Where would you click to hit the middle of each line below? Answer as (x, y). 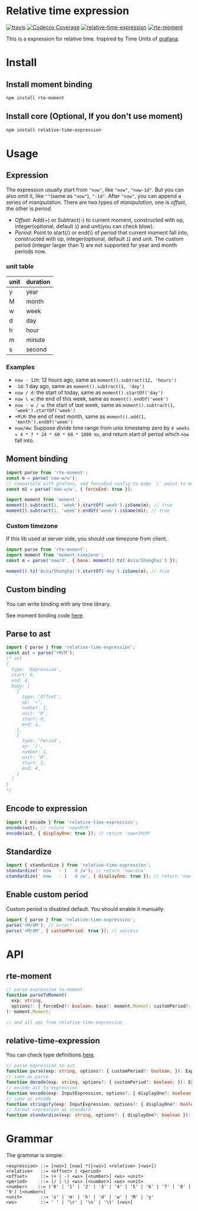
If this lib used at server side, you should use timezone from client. (87, 539)
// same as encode (29, 1099)
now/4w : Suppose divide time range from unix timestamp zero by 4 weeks (102, 428)
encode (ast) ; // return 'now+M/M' (49, 828)
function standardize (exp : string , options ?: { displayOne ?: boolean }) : (99, 1115)
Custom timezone (32, 526)
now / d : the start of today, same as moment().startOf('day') (89, 393)
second (37, 349)
